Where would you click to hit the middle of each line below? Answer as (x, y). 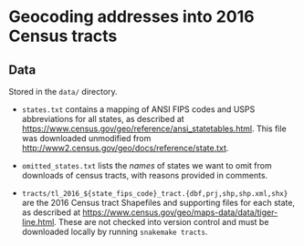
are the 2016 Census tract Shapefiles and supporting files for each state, (158, 203)
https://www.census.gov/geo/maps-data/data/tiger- (180, 212)
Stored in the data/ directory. (63, 92)
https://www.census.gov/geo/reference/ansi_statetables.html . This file (154, 128)
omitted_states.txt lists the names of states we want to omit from (147, 165)
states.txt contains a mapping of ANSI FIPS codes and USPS (138, 109)
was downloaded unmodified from (86, 138)
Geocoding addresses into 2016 (131, 17)
